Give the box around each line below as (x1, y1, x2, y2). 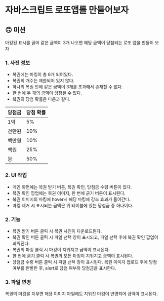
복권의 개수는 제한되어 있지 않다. (12, 77, 75, 84)
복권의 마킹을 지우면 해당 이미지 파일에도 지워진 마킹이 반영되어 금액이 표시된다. (5, 291, 158, 297)
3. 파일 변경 (5, 278, 31, 285)
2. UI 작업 (5, 172, 27, 179)
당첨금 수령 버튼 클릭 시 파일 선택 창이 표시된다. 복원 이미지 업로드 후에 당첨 (12, 259, 157, 264)
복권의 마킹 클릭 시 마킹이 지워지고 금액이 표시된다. (12, 246, 110, 252)
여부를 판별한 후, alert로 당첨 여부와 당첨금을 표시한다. (12, 265, 117, 271)
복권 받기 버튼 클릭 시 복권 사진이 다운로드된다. (12, 228, 102, 234)
